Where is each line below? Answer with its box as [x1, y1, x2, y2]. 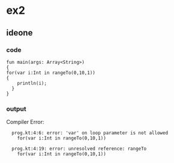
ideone [6, 28, 33, 38]
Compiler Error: [6, 118, 45, 126]
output [6, 105, 26, 113]
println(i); [17, 80, 47, 86]
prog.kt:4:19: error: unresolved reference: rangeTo [11, 146, 147, 152]
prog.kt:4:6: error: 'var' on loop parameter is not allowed [11, 130, 169, 136]
